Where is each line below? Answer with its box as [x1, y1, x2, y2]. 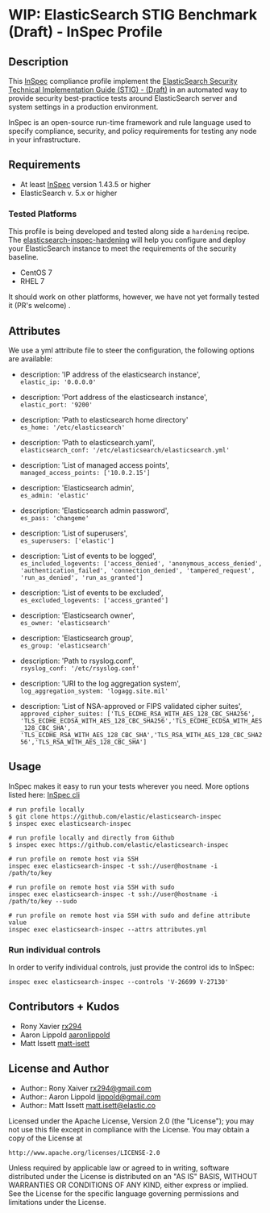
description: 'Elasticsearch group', [19, 633, 134, 643]
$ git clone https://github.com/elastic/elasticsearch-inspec [8, 812, 222, 820]
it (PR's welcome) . [8, 301, 71, 311]
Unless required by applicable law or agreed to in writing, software [8, 1163, 230, 1173]
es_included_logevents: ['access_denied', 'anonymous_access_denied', [19, 559, 263, 568]
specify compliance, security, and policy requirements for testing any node [8, 127, 257, 135]
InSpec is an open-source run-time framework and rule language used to [8, 118, 251, 127]
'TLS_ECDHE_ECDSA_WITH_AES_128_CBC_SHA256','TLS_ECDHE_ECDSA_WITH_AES [19, 716, 263, 725]
